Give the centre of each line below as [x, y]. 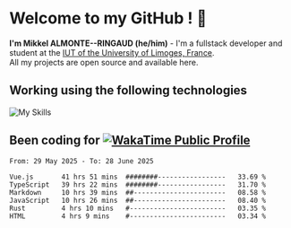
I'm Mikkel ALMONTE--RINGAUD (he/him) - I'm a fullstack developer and [146, 43]
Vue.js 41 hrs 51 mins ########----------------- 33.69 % [138, 177]
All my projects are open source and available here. [104, 62]
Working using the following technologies [128, 90]
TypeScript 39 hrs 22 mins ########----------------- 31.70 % [138, 184]
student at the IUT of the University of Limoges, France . [112, 52]
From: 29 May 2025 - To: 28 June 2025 [81, 161]
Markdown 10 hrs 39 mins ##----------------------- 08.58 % [138, 192]
